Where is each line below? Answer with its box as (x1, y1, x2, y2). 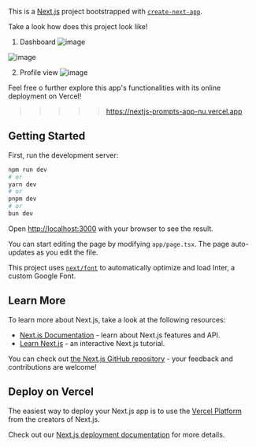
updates (8, 248, 35, 257)
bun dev (8, 210, 34, 218)
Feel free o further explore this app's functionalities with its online (8, 83, 221, 92)
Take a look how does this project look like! (8, 22, 148, 31)
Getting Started (8, 129, 86, 143)
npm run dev (8, 166, 47, 173)
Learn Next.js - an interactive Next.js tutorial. (19, 338, 165, 348)
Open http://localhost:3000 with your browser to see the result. (8, 224, 214, 233)
